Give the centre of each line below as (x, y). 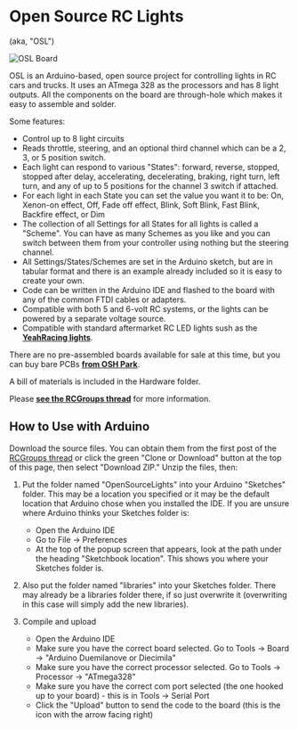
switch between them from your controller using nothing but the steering (155, 242)
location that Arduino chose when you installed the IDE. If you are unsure (156, 503)
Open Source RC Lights (97, 16)
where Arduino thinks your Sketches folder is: (105, 512)
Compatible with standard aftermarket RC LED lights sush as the (140, 328)
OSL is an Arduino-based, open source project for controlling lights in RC (143, 75)
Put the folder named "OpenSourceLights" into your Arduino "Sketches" (154, 484)
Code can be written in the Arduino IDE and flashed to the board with (149, 290)
